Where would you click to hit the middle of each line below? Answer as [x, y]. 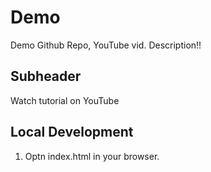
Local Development [72, 132]
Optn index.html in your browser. [92, 156]
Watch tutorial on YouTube [65, 100]
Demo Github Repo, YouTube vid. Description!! [106, 45]
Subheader [46, 76]
